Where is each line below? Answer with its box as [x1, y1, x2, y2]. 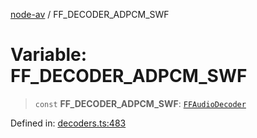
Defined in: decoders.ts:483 [10, 117, 127, 129]
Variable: [10, 44, 88, 66]
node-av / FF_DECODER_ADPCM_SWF [10, 9, 170, 20]
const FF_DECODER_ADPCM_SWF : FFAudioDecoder [34, 97, 247, 109]
